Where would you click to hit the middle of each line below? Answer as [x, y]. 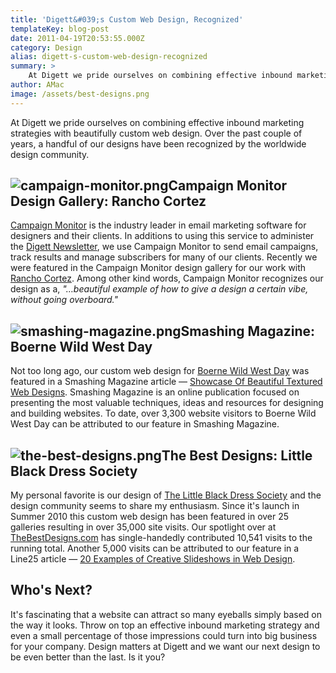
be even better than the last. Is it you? [88, 657]
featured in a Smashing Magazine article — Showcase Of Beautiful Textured [166, 382]
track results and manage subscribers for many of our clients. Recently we [164, 257]
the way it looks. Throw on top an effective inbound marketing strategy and [165, 625]
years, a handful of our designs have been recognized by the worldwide [158, 143]
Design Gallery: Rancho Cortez [108, 201]
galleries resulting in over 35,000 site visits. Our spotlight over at [143, 527]
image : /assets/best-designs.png [80, 94]
